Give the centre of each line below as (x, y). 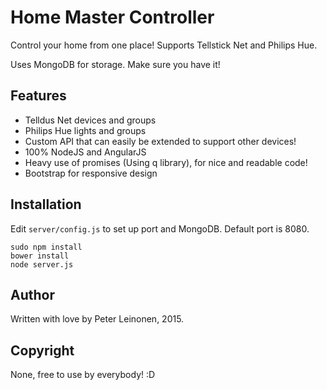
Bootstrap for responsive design (91, 173)
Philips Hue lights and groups (85, 130)
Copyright (42, 350)
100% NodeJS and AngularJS (85, 152)
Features (38, 96)
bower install (40, 256)
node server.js (42, 264)
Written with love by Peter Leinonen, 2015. (97, 319)
